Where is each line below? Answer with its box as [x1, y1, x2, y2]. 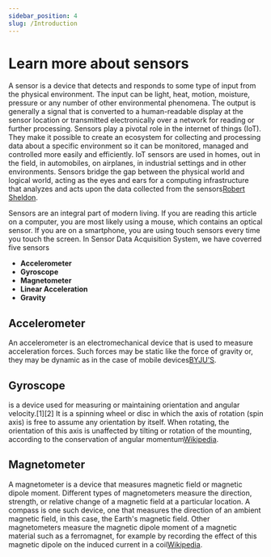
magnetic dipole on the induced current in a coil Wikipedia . [8, 539, 203, 549]
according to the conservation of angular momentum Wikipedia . [8, 435, 219, 444]
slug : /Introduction [8, 19, 78, 28]
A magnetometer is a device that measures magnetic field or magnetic [8, 479, 243, 489]
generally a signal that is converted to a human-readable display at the [8, 107, 244, 117]
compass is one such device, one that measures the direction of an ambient [8, 505, 261, 515]
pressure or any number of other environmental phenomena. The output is [8, 98, 256, 108]
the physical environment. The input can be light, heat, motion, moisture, [8, 90, 251, 100]
